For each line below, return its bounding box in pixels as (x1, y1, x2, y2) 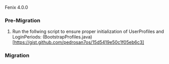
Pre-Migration (5, 17, 40, 24)
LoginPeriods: (12, 34, 42, 40)
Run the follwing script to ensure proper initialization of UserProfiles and (12, 28, 164, 35)
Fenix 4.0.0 (5, 5, 29, 10)
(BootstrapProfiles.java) (42, 34, 92, 40)
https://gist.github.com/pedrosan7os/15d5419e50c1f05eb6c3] (14, 39, 144, 45)
